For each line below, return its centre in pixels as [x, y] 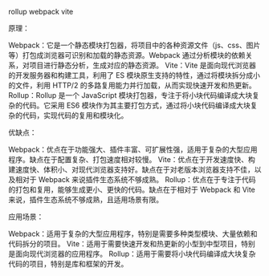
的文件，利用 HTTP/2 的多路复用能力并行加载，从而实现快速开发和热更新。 [132, 85]
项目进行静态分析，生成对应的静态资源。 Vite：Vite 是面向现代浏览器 [143, 65]
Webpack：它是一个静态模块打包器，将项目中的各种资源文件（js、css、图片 [134, 45]
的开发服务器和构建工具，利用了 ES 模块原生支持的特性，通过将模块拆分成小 [134, 75]
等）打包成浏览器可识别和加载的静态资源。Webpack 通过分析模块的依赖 [127, 55]
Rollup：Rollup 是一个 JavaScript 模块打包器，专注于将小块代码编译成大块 [130, 95]
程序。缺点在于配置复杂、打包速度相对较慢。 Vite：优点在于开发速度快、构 [132, 159]
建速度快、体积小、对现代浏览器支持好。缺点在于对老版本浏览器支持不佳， [131, 169]
